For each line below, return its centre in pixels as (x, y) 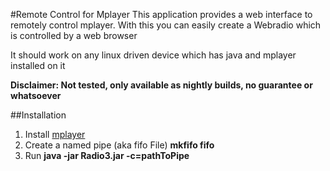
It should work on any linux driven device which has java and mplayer (153, 55)
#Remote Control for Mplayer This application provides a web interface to (161, 14)
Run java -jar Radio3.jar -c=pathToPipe (107, 155)
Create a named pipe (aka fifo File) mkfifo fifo (119, 145)
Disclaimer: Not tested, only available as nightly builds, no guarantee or (161, 85)
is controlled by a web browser (74, 35)
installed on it (38, 65)
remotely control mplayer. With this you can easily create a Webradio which (166, 25)
